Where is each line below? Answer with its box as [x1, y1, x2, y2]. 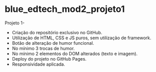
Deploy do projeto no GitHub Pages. [12, 56, 87, 62]
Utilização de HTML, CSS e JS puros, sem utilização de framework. [12, 35, 151, 41]
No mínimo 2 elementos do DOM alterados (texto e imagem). [12, 51, 138, 57]
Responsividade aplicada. [12, 61, 66, 67]
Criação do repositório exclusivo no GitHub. [12, 29, 102, 35]
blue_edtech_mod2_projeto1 [5, 3, 125, 15]
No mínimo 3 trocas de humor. [12, 45, 75, 51]
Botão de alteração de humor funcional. [12, 40, 94, 46]
